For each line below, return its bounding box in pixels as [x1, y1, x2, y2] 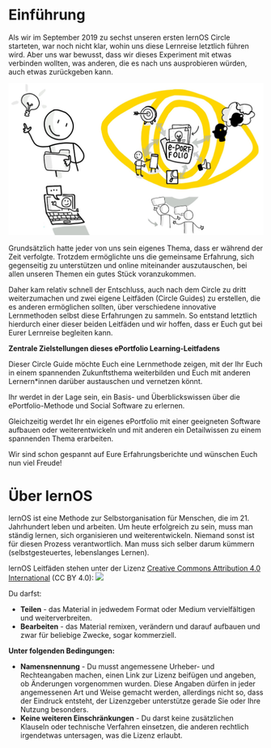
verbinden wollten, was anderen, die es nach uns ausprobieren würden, [8, 58, 248, 68]
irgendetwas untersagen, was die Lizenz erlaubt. [19, 731, 184, 741]
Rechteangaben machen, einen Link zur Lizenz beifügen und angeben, [19, 670, 256, 680]
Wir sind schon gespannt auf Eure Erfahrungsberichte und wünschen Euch [8, 450, 258, 459]
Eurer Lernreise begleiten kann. [8, 328, 113, 338]
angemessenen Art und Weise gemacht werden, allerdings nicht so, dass [19, 687, 265, 698]
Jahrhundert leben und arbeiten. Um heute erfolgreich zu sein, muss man [8, 522, 253, 532]
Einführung [8, 6, 86, 24]
